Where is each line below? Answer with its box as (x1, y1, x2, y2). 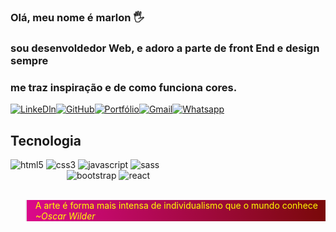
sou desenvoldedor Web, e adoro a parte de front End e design (10, 41, 320, 55)
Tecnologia (10, 132, 82, 149)
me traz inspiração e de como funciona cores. (10, 80, 238, 94)
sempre (10, 53, 49, 67)
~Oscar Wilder (34, 210, 96, 222)
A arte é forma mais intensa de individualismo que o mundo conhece (34, 199, 318, 211)
